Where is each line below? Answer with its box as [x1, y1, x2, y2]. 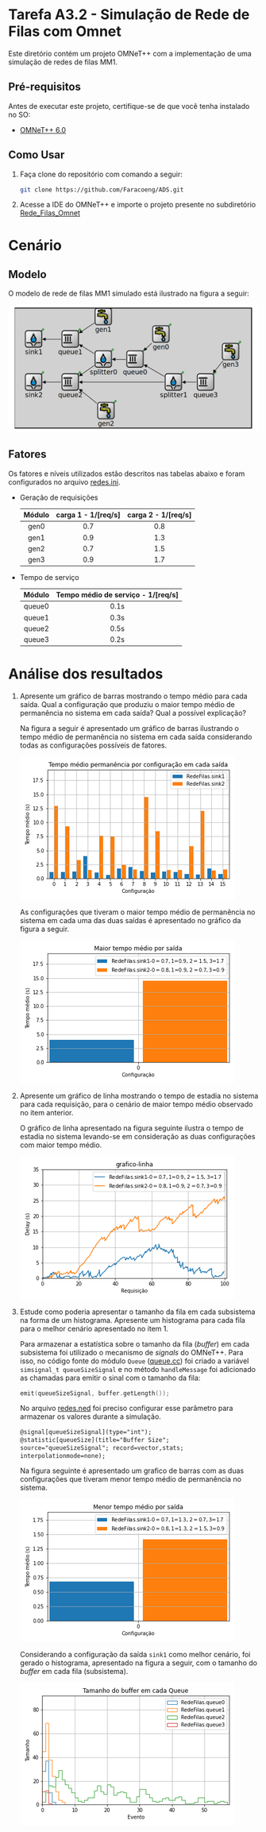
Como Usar [8, 149, 65, 162]
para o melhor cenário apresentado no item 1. [19, 1324, 169, 1333]
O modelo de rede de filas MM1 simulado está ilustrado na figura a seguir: [8, 288, 250, 299]
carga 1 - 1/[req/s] [56, 510, 121, 520]
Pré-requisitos [8, 80, 82, 94]
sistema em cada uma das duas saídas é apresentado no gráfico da [19, 915, 241, 925]
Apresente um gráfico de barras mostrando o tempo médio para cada [19, 691, 248, 701]
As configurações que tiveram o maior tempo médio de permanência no [19, 907, 256, 917]
